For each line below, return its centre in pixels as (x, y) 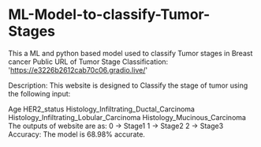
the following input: (39, 93)
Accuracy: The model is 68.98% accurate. (77, 134)
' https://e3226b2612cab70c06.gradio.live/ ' (78, 70)
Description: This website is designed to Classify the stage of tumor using (128, 85)
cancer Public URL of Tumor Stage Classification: (88, 62)
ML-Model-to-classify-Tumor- (109, 15)
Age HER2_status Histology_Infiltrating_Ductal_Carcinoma (102, 109)
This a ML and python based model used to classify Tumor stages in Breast (130, 53)
